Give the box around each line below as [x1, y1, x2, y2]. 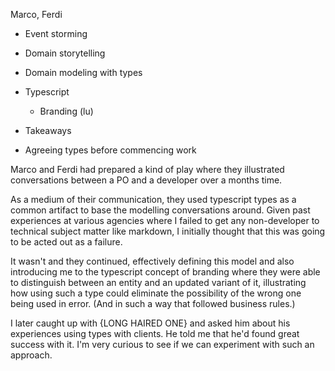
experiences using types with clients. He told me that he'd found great [10, 328, 300, 339]
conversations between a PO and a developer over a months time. [10, 174, 283, 186]
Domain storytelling [24, 47, 106, 59]
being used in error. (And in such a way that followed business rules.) [10, 298, 296, 309]
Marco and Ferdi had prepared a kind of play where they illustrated [10, 164, 285, 175]
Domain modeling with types [24, 67, 143, 78]
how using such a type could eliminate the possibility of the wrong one [10, 287, 302, 299]
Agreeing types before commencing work [24, 144, 197, 156]
